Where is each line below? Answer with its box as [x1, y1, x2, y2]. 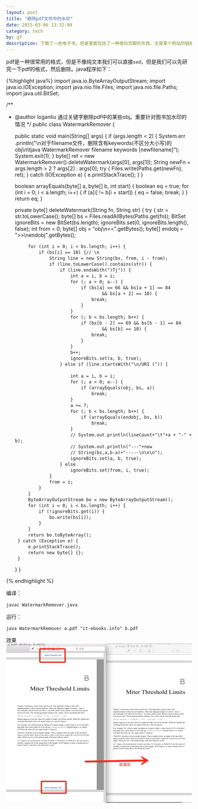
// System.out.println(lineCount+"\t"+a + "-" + [70, 432, 192, 438]
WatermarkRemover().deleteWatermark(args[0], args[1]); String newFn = [14, 159, 191, 165]
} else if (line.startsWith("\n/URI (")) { [60, 362, 169, 367]
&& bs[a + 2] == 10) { [102, 291, 158, 297]
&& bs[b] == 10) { [102, 326, 147, 332]
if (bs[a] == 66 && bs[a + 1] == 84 [80, 285, 171, 291]
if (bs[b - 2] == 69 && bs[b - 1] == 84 [80, 320, 181, 326]
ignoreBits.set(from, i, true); [70, 468, 150, 473]
